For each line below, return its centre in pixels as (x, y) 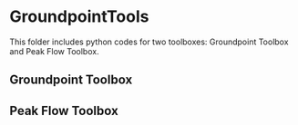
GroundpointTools (79, 17)
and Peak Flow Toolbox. (54, 51)
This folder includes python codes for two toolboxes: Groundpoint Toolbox (149, 42)
